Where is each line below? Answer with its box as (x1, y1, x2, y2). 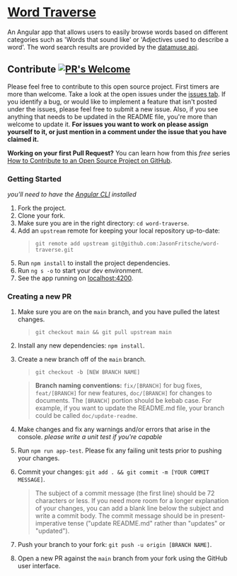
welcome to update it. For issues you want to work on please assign (7, 120, 209, 128)
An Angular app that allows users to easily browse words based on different (7, 28, 229, 36)
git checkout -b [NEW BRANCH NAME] (35, 369, 140, 376)
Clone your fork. (17, 211, 66, 220)
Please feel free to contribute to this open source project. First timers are (7, 82, 219, 91)
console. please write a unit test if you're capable (17, 433, 163, 441)
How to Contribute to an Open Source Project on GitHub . (7, 156, 173, 165)
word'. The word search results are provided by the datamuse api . (7, 43, 200, 51)
